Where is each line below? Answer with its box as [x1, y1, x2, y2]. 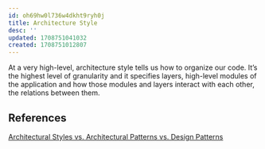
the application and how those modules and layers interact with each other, [8, 80, 255, 90]
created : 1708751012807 [8, 41, 88, 49]
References [8, 111, 67, 124]
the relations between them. [8, 88, 100, 97]
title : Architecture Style [8, 19, 98, 27]
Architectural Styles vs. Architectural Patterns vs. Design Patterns [8, 132, 224, 141]
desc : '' [8, 26, 37, 34]
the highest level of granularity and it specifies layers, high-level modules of [8, 71, 257, 81]
